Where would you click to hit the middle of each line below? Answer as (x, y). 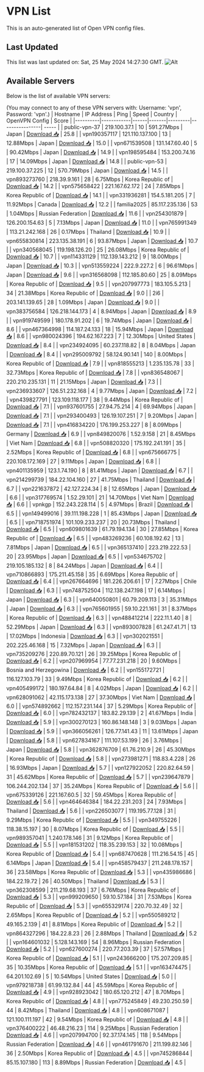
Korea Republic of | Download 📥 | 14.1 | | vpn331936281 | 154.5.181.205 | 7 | (101, 195)
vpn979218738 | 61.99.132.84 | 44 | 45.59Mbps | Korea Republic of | (92, 985)
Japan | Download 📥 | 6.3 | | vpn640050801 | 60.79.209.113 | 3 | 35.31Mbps (102, 599)
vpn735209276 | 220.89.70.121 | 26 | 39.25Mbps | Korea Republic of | (93, 654)
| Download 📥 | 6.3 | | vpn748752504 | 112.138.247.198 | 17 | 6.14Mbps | (96, 590)
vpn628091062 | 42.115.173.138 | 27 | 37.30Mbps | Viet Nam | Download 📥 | (101, 697)
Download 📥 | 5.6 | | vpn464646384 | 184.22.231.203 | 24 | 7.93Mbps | (96, 802)
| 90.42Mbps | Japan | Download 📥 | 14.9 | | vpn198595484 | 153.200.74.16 (101, 152)
